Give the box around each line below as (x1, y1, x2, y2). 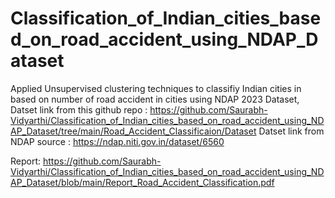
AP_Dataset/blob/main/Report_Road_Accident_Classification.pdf (10, 176, 275, 188)
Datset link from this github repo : (10, 103, 148, 116)
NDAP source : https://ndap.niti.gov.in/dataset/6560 (10, 135, 225, 147)
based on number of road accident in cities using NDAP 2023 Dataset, (10, 93, 300, 105)
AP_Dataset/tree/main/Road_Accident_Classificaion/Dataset (10, 125, 257, 137)
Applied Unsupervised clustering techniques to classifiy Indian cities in (10, 82, 302, 94)
